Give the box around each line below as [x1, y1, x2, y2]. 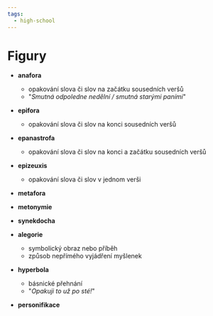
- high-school [13, 17, 55, 24]
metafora [17, 189, 46, 198]
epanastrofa [17, 134, 55, 142]
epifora [17, 106, 40, 115]
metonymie [17, 203, 53, 211]
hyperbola [17, 265, 50, 274]
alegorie [17, 231, 43, 239]
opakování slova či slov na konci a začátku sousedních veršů [28, 147, 207, 157]
